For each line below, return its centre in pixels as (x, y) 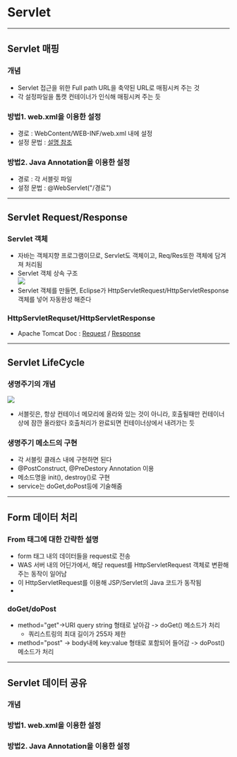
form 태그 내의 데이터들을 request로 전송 (74, 556)
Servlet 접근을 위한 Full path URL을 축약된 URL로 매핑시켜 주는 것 (108, 87)
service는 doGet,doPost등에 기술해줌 (70, 486)
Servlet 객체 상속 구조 (48, 273)
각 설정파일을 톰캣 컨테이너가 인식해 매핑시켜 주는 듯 (89, 96)
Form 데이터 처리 (43, 517)
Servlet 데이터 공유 (47, 683)
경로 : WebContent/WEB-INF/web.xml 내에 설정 (85, 133)
